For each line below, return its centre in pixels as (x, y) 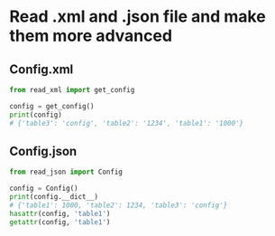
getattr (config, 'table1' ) (60, 222)
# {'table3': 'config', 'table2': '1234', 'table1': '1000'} (127, 123)
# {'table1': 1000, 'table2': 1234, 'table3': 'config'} (119, 205)
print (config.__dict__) (54, 197)
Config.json (43, 151)
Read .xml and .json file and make (137, 17)
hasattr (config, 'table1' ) (60, 213)
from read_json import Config (66, 172)
